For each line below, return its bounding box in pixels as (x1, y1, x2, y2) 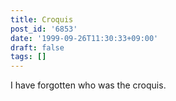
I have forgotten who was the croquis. (10, 79, 167, 91)
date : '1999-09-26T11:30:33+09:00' (10, 33, 159, 43)
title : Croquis (10, 14, 74, 25)
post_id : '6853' (10, 24, 78, 34)
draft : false (10, 42, 65, 53)
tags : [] (10, 52, 47, 62)
